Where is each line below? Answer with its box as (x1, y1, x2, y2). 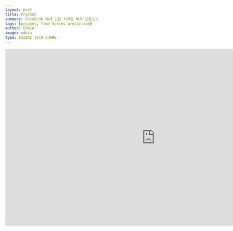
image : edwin (5, 30, 32, 35)
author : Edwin (5, 26, 35, 31)
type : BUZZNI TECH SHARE (5, 35, 57, 40)
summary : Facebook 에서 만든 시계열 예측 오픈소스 (5, 16, 99, 21)
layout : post (5, 7, 32, 12)
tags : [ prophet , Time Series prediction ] (5, 21, 93, 26)
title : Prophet (5, 12, 37, 17)
